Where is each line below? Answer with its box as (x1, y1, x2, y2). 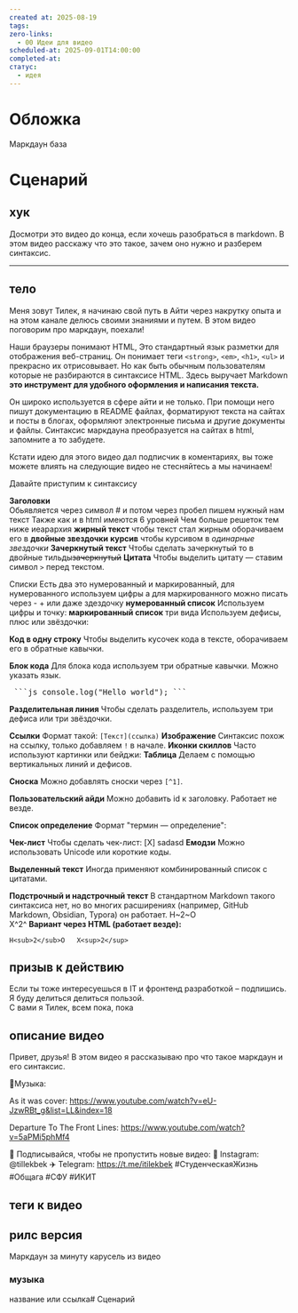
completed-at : (9, 54, 62, 63)
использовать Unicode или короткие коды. (9, 846, 171, 857)
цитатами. (9, 873, 48, 884)
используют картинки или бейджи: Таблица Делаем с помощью (9, 749, 255, 760)
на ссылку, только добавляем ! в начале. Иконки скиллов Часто (9, 740, 257, 750)
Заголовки (9, 495, 51, 506)
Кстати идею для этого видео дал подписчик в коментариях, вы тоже (9, 451, 273, 462)
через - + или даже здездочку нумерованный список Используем (9, 597, 264, 608)
